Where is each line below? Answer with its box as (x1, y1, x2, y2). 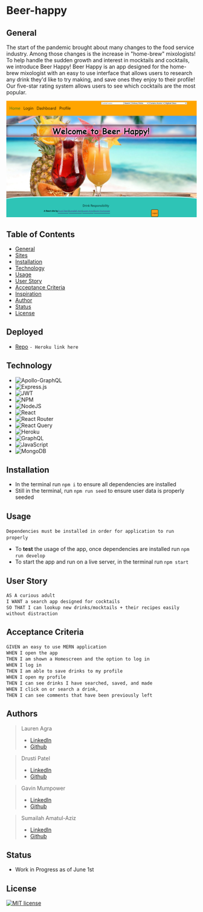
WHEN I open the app (6, 650, 59, 656)
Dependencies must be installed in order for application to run (6, 529, 174, 535)
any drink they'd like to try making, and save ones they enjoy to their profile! (6, 76, 195, 83)
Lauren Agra (21, 725, 53, 732)
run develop (14, 553, 45, 559)
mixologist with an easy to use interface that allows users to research (20, 70, 193, 76)
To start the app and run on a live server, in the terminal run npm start (14, 558, 189, 565)
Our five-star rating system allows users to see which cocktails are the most (6, 82, 196, 90)
